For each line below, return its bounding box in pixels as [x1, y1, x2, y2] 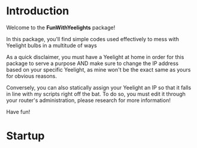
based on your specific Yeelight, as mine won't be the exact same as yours [6, 66, 191, 73]
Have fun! [6, 108, 31, 115]
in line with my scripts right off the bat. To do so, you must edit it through [6, 90, 186, 97]
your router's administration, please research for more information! [6, 97, 171, 104]
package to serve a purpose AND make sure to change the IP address [6, 60, 179, 67]
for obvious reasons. [6, 72, 57, 79]
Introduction [6, 4, 69, 18]
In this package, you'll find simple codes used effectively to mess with [6, 35, 180, 42]
